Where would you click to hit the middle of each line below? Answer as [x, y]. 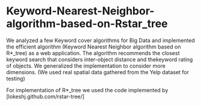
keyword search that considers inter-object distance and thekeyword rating [100, 59]
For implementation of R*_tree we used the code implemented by [87, 90]
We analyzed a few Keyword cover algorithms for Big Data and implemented [101, 40]
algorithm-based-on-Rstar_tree [87, 24]
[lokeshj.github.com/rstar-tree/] [45, 96]
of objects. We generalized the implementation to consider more [86, 66]
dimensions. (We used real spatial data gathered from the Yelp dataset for [98, 72]
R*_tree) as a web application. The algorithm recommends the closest [93, 53]
